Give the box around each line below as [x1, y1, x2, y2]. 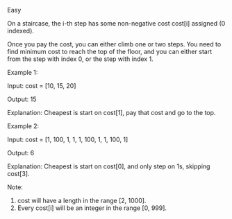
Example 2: [7, 122, 40, 130]
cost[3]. [7, 170, 30, 177]
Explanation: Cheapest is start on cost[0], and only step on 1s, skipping [7, 162, 210, 170]
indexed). [7, 27, 35, 35]
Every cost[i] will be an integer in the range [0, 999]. [17, 204, 167, 212]
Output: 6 [7, 149, 35, 157]
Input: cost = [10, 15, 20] [7, 82, 76, 89]
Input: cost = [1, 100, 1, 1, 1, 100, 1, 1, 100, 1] [7, 135, 129, 143]
